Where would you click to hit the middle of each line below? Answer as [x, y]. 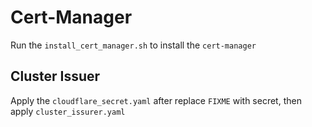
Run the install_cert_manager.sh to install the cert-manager [133, 45]
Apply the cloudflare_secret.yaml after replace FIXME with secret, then [156, 100]
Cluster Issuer [55, 76]
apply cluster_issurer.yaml [68, 111]
